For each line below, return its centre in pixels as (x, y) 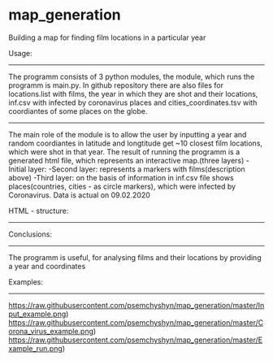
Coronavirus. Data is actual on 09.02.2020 (79, 195)
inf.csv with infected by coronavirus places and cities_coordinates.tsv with (133, 102)
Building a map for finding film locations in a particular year (107, 37)
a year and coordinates (47, 266)
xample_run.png (36, 348)
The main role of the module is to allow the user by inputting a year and (128, 134)
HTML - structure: (39, 211)
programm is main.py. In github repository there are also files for (116, 85)
